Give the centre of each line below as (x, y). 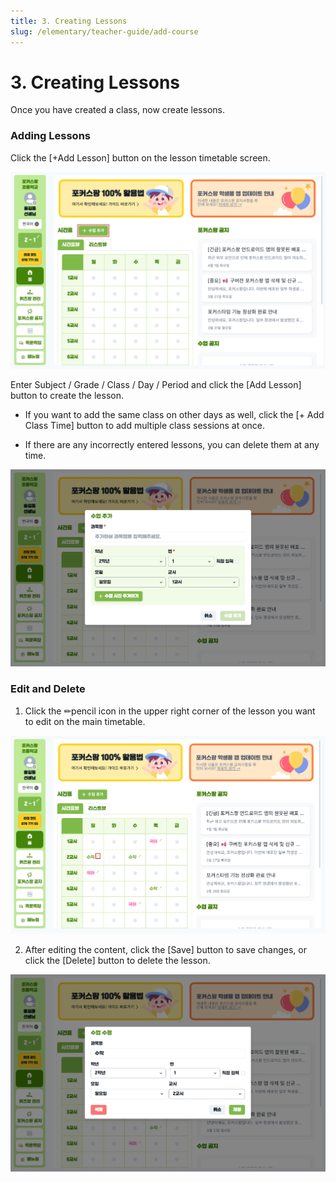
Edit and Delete (48, 689)
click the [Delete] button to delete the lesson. (117, 960)
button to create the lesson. (67, 395)
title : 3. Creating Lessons (69, 21)
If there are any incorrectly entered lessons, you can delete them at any (172, 444)
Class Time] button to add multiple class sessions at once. (145, 425)
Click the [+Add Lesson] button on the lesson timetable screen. (140, 157)
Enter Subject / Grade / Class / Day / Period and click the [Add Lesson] (156, 384)
